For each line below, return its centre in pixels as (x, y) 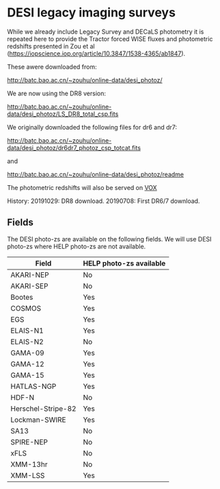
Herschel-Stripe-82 (43, 408)
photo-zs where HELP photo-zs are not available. (77, 246)
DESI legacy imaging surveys (92, 13)
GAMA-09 (27, 353)
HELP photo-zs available (124, 263)
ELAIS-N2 (27, 342)
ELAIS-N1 (27, 331)
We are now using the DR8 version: (57, 93)
